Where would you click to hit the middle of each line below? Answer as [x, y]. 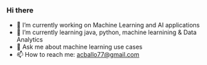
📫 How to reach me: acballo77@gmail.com [78, 55]
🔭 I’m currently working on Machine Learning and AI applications [108, 25]
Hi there [20, 10]
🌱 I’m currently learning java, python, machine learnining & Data [107, 32]
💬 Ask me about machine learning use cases [79, 47]
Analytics [30, 40]
